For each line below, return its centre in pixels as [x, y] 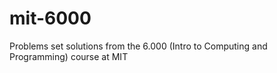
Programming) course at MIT [69, 56]
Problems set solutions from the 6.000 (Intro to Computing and [138, 46]
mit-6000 [50, 18]
